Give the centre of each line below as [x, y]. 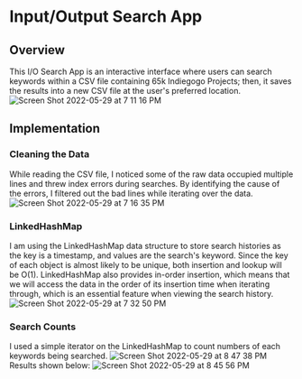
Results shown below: [50, 365]
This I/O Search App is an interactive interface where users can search [141, 71]
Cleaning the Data [50, 154]
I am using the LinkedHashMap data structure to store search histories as [145, 245]
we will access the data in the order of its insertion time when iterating [140, 284]
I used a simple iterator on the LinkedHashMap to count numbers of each [145, 347]
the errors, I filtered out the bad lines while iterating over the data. [132, 193]
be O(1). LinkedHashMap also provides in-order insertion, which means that [150, 274]
